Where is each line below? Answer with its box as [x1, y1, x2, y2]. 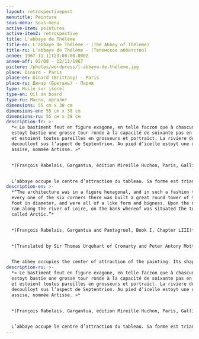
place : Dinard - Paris [6, 69, 62, 75]
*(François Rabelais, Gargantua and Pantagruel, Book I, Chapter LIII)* [11, 227, 195, 233]
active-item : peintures [6, 25, 65, 31]
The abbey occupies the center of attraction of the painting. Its [11, 259, 182, 265]
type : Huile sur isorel [6, 86, 65, 92]
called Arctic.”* [11, 211, 54, 217]
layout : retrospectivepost [6, 8, 73, 15]
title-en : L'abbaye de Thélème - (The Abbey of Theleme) [6, 42, 150, 48]
